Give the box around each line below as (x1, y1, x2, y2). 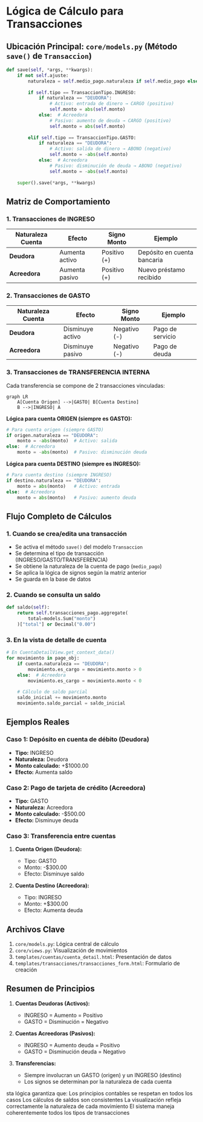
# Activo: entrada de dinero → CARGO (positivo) (49, 101, 174, 107)
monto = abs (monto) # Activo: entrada (17, 483, 120, 489)
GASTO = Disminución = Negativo (24, 1018, 109, 1025)
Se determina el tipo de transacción (14, 550, 104, 557)
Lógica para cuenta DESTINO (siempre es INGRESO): (6, 460, 141, 468)
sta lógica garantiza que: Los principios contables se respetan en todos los (6, 1089, 193, 1097)
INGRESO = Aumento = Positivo (24, 1012, 103, 1019)
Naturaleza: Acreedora (14, 803, 73, 811)
